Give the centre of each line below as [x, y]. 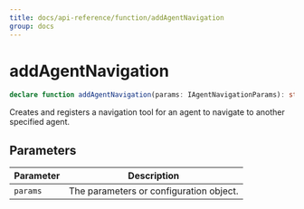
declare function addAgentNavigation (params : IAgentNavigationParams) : [147, 95]
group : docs [32, 26]
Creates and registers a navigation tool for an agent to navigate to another [147, 112]
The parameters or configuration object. [153, 191]
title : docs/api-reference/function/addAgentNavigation [117, 18]
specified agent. [40, 122]
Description [154, 176]
